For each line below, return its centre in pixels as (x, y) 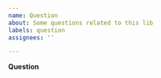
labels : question (37, 30)
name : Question (33, 15)
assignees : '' (32, 37)
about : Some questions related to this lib (81, 23)
